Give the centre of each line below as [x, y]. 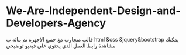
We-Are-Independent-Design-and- [93, 11]
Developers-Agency [56, 23]
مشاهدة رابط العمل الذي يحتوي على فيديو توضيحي [61, 46]
